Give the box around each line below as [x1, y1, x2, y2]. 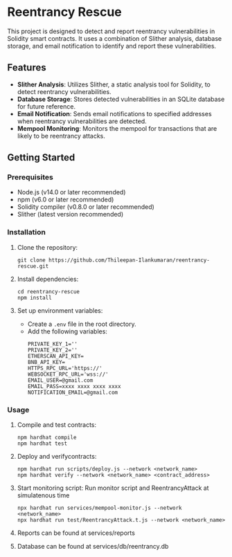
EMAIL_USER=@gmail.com [27, 376, 93, 384]
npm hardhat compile [17, 434, 77, 441]
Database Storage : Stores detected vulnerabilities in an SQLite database [17, 95, 225, 103]
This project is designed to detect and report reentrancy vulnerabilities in [7, 27, 215, 35]
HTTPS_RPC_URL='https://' [27, 365, 102, 372]
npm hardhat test [17, 440, 68, 447]
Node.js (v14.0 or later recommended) [17, 188, 126, 197]
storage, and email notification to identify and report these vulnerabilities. [7, 42, 217, 50]
